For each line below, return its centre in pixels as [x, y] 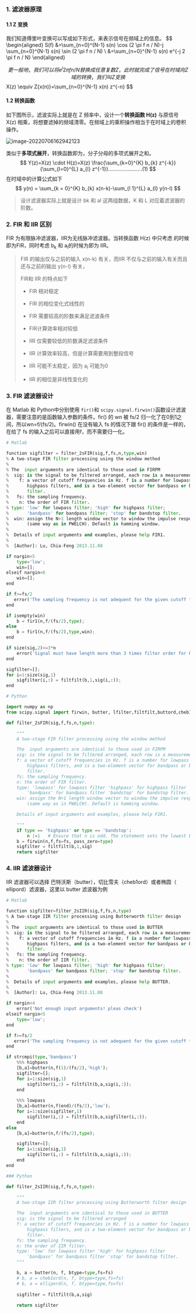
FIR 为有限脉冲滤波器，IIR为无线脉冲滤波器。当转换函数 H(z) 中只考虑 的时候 [98, 238]
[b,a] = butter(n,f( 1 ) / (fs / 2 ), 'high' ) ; [62, 1068]
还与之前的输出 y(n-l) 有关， [54, 266]
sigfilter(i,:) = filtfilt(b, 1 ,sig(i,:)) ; [69, 680]
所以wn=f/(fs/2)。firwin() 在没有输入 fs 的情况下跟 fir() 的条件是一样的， [102, 424]
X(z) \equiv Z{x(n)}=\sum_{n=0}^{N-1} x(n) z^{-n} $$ [69, 87]
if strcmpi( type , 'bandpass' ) [41, 1057]
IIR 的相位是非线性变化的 [59, 379]
